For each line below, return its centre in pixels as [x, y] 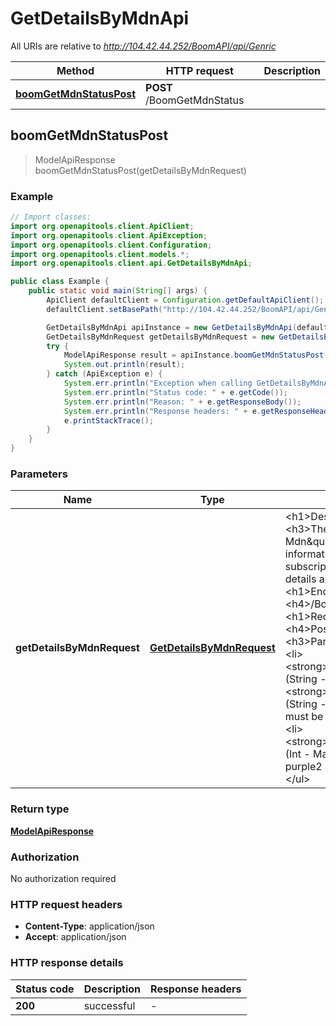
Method [75, 70]
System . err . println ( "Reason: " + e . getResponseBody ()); [182, 402]
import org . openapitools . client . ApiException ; [109, 235]
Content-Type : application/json [89, 926]
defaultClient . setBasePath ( [104, 309]
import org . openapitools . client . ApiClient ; [102, 226]
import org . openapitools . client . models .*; [100, 254]
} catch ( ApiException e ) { [104, 374]
